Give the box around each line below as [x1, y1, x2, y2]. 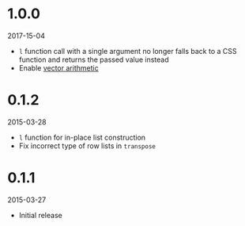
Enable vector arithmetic [18, 63, 100, 72]
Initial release [18, 210, 62, 220]
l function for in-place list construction [18, 132, 146, 142]
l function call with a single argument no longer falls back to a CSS [18, 46, 237, 56]
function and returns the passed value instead [18, 55, 169, 64]
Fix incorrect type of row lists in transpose [18, 140, 156, 151]
